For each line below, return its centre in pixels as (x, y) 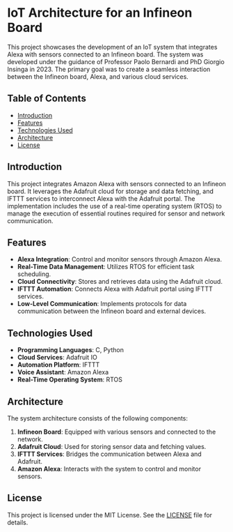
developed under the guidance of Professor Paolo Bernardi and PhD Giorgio (116, 61)
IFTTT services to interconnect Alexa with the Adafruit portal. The (102, 198)
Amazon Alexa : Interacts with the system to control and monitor (109, 469)
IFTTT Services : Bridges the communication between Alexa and (109, 454)
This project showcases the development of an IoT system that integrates (112, 47)
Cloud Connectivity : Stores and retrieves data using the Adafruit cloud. (120, 282)
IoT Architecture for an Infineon (100, 13)
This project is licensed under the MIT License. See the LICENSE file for (110, 515)
